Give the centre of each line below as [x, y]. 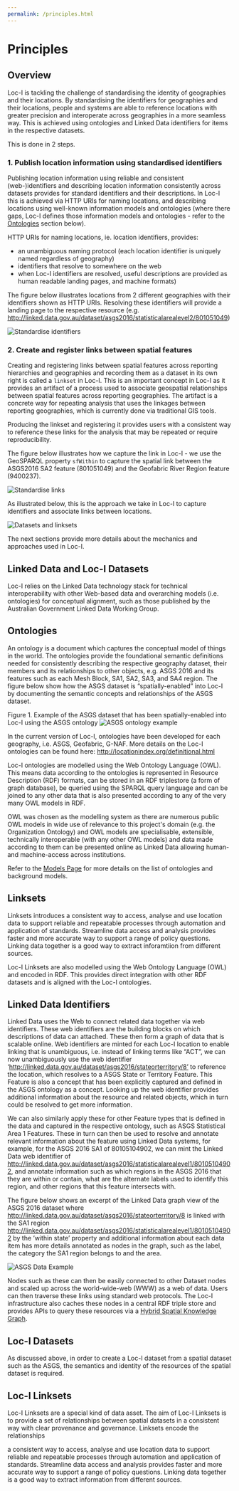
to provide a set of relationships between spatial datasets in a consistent [113, 1421]
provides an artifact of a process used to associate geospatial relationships [117, 388]
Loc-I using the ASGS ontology [53, 722]
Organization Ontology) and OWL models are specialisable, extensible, [111, 832]
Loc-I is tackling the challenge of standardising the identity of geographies [117, 93]
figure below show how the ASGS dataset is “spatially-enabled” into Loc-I [115, 686]
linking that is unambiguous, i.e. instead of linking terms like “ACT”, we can [117, 1052]
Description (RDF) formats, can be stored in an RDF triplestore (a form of [114, 780]
